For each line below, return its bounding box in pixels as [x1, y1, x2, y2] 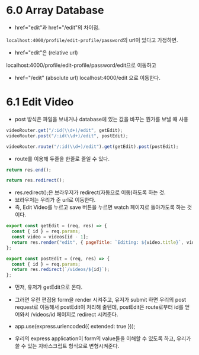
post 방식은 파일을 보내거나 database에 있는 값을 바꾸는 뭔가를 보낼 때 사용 [14, 115, 188, 122]
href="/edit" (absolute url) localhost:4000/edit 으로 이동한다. [14, 74, 161, 81]
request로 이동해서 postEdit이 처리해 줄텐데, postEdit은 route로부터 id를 [14, 304, 184, 311]
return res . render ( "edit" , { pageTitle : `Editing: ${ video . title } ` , [11, 239, 184, 246]
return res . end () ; [6, 167, 52, 173]
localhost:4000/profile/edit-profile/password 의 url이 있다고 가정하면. [6, 36, 178, 43]
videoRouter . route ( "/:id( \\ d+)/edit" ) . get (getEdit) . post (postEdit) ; [6, 143, 179, 150]
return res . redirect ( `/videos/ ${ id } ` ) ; [11, 267, 110, 273]
